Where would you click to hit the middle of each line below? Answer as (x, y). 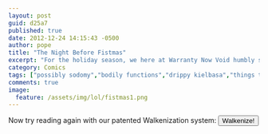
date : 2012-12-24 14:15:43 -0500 (64, 38)
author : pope (30, 45)
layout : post (30, 16)
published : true (35, 30)
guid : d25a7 (28, 23)
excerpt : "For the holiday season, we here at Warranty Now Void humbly (132, 61)
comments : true (33, 82)
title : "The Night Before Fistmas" (67, 53)
